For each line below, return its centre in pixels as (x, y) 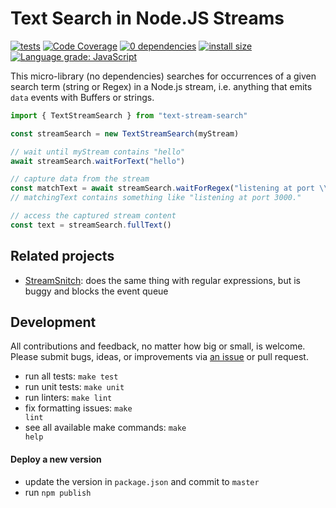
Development (53, 322)
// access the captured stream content (93, 216)
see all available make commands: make (105, 428)
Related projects (62, 256)
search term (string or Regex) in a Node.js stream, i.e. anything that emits (161, 86)
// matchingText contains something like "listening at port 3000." (156, 198)
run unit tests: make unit (74, 387)
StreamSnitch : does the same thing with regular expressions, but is (163, 280)
